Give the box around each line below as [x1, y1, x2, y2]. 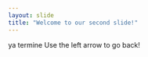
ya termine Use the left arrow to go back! [8, 40, 141, 49]
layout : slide [8, 11, 55, 20]
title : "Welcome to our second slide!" [8, 19, 139, 27]
